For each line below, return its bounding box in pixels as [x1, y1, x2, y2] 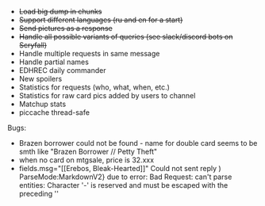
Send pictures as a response [18, 24, 113, 32]
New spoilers [18, 74, 63, 83]
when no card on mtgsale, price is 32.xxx [18, 155, 155, 165]
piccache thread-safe [18, 108, 90, 117]
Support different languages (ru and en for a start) [18, 15, 183, 25]
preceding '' [18, 189, 59, 198]
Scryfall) [18, 40, 48, 50]
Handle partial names [18, 57, 89, 67]
